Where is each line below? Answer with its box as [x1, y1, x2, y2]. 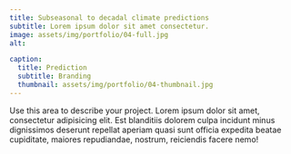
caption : [9, 55, 43, 64]
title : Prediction [17, 63, 88, 72]
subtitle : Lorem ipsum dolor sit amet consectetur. [9, 22, 209, 31]
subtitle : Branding [17, 72, 92, 82]
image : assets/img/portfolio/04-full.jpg [9, 30, 169, 39]
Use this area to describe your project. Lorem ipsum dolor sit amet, [9, 105, 261, 116]
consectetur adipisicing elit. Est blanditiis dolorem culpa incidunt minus [9, 114, 276, 125]
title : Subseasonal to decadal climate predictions [9, 13, 209, 23]
